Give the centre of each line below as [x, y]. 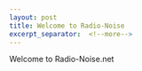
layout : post [33, 17]
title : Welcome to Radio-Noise [67, 26]
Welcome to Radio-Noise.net [62, 59]
